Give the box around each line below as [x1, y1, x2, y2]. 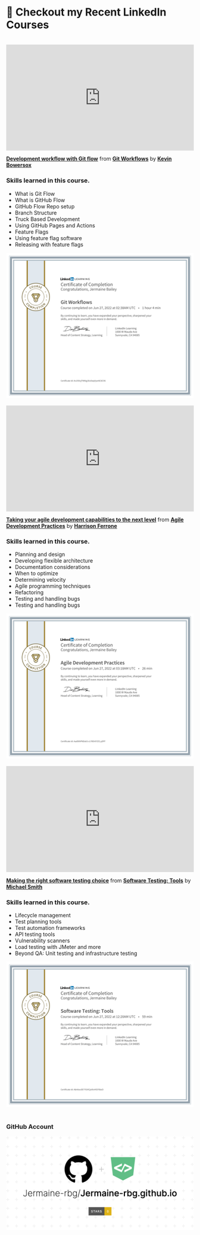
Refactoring [14, 589, 44, 596]
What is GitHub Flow [14, 196, 65, 204]
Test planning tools [14, 918, 62, 925]
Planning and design [14, 551, 65, 558]
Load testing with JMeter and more [14, 943, 101, 950]
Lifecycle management [14, 911, 71, 918]
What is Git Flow [14, 190, 55, 197]
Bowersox [6, 161, 32, 169]
